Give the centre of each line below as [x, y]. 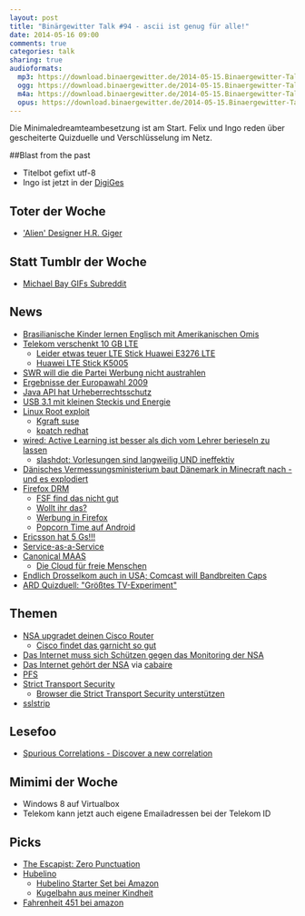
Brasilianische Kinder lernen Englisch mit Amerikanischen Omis [141, 334]
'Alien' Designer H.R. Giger [72, 234]
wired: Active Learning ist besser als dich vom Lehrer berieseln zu [146, 440]
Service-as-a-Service [63, 546]
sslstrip [36, 703]
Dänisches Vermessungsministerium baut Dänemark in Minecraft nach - [157, 469]
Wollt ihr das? [62, 508]
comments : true [38, 43]
